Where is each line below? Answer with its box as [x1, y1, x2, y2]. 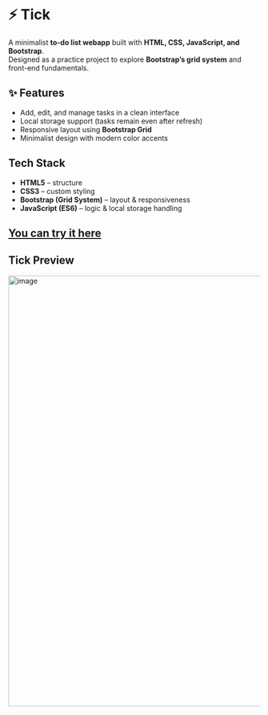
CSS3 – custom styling [19, 186, 95, 196]
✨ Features [8, 87, 65, 100]
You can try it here [8, 226, 102, 240]
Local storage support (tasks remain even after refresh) [19, 116, 203, 126]
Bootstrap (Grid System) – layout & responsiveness [19, 195, 190, 204]
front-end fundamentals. [8, 63, 90, 72]
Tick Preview [8, 253, 74, 268]
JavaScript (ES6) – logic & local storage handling [19, 203, 182, 212]
